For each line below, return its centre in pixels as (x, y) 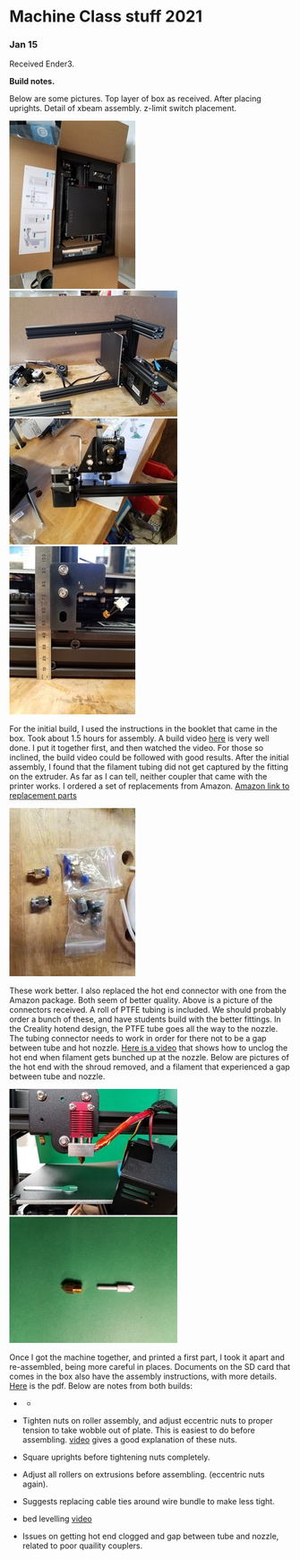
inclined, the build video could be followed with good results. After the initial (149, 758)
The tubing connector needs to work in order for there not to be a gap (138, 1039)
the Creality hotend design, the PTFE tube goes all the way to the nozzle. (144, 1029)
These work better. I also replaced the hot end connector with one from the (148, 991)
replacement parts (43, 796)
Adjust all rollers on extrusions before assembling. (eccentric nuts (143, 1475)
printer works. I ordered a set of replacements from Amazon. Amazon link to (150, 786)
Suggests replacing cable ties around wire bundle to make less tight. (148, 1502)
